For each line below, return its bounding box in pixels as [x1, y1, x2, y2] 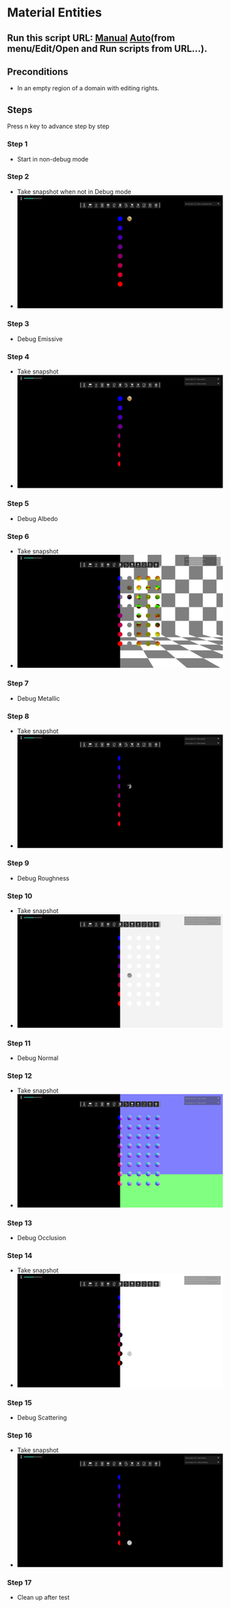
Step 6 [7, 531, 29, 541]
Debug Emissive [16, 334, 63, 343]
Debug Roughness [16, 874, 70, 882]
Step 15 [7, 1398, 32, 1407]
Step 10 [7, 891, 33, 901]
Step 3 [7, 319, 29, 329]
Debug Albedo [16, 514, 58, 523]
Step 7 [7, 679, 29, 688]
